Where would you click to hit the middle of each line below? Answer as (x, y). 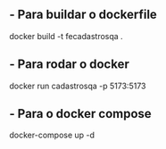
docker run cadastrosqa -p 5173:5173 (78, 86)
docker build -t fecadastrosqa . (66, 36)
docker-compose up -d (52, 135)
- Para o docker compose (80, 114)
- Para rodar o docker (69, 65)
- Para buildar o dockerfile (83, 15)
